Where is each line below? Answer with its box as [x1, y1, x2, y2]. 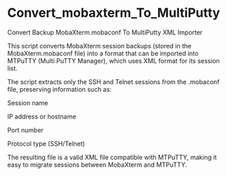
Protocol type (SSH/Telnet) [7, 139, 86, 148]
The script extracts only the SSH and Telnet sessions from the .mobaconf [7, 77, 220, 86]
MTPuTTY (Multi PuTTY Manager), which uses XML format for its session [7, 56, 220, 65]
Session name [7, 98, 48, 107]
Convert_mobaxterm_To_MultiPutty [7, 5, 220, 21]
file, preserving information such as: [7, 85, 112, 93]
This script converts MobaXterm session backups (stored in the [7, 41, 192, 50]
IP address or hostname [7, 112, 77, 121]
